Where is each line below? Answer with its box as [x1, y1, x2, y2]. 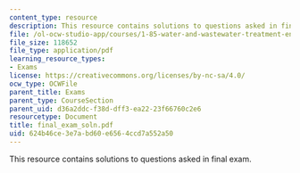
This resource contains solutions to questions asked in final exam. [9, 153, 252, 164]
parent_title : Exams [9, 87, 87, 96]
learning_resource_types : [9, 54, 105, 63]
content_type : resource [9, 12, 98, 22]
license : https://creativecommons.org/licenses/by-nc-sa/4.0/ [9, 71, 246, 80]
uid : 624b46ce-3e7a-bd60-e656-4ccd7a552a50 [9, 129, 174, 138]
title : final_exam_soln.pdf [9, 121, 114, 130]
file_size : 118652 [9, 37, 78, 47]
